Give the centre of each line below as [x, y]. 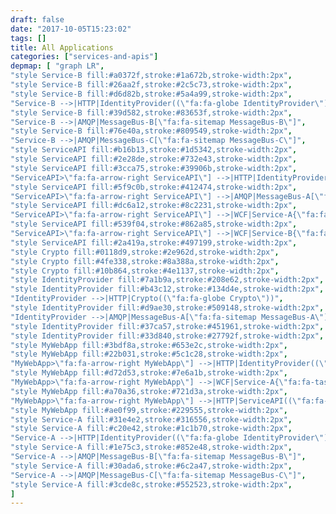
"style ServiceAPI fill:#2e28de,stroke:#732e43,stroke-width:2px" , [154, 159]
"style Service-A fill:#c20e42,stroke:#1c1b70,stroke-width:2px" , [151, 429]
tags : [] [28, 38]
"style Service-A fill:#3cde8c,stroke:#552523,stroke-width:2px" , [151, 484]
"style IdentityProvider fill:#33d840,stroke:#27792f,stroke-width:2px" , [167, 336]
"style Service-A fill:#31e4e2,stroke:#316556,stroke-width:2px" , [151, 419]
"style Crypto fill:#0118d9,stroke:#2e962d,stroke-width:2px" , [145, 252]
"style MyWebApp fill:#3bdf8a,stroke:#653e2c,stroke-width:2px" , [149, 345]
